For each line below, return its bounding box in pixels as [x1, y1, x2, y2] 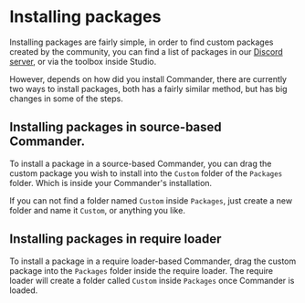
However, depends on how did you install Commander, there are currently [9, 73, 288, 84]
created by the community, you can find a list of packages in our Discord [9, 46, 283, 57]
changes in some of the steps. [9, 93, 123, 104]
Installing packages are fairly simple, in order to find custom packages [9, 37, 274, 47]
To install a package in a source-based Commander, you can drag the [9, 158, 272, 169]
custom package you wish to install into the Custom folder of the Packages [9, 167, 283, 179]
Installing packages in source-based [9, 120, 222, 135]
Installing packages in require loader [9, 231, 222, 247]
